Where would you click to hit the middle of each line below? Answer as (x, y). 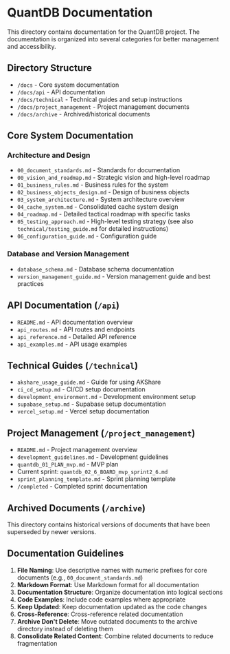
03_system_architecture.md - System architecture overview (101, 200)
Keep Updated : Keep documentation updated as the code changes (112, 606)
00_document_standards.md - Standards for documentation (99, 170)
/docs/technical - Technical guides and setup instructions (100, 99)
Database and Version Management (68, 254)
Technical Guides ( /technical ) (73, 366)
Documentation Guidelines (66, 554)
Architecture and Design (49, 155)
